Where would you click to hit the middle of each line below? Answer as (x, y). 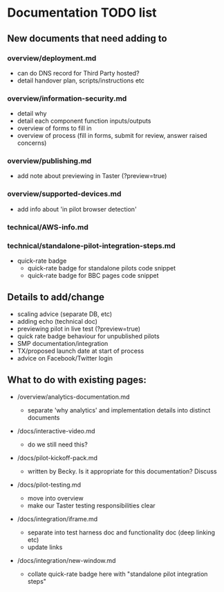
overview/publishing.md (49, 161)
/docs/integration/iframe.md (57, 519)
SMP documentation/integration (63, 343)
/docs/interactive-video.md (56, 430)
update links (45, 547)
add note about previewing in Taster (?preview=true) (92, 176)
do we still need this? (57, 444)
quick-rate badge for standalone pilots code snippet (102, 268)
